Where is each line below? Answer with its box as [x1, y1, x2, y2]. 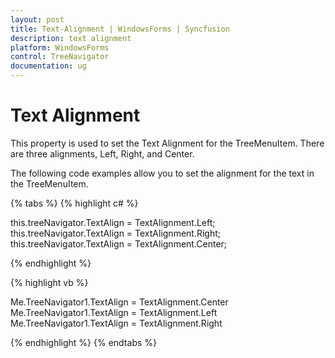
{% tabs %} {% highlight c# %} [10, 197, 139, 209]
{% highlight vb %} [10, 276, 89, 288]
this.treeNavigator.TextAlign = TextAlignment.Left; [10, 216, 216, 228]
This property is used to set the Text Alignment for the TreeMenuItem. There [10, 137, 325, 149]
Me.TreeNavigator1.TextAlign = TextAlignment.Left [10, 306, 218, 318]
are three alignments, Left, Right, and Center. [10, 147, 195, 160]
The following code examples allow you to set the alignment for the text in [10, 167, 315, 179]
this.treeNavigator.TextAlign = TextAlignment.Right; [10, 227, 222, 239]
